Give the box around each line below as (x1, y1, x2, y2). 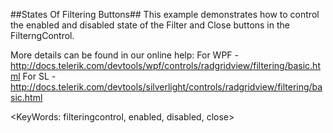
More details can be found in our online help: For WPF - (10, 49, 239, 61)
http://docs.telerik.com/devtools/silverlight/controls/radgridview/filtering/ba (10, 81, 323, 93)
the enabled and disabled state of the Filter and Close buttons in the (10, 19, 290, 31)
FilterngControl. (10, 30, 75, 41)
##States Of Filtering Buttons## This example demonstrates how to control (10, 9, 320, 20)
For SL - (22, 70, 57, 82)
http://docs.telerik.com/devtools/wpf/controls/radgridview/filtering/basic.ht (10, 60, 321, 71)
